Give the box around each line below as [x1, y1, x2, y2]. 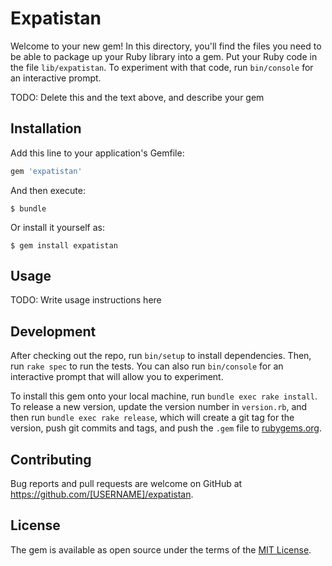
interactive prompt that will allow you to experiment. [10, 371, 224, 383]
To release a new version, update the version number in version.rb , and [10, 401, 308, 413]
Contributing [10, 451, 92, 468]
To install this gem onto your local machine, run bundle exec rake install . [10, 390, 318, 402]
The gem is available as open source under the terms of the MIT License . [10, 543, 312, 556]
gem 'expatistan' [10, 166, 83, 176]
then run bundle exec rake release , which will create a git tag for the [10, 412, 295, 424]
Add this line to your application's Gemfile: [10, 147, 185, 159]
